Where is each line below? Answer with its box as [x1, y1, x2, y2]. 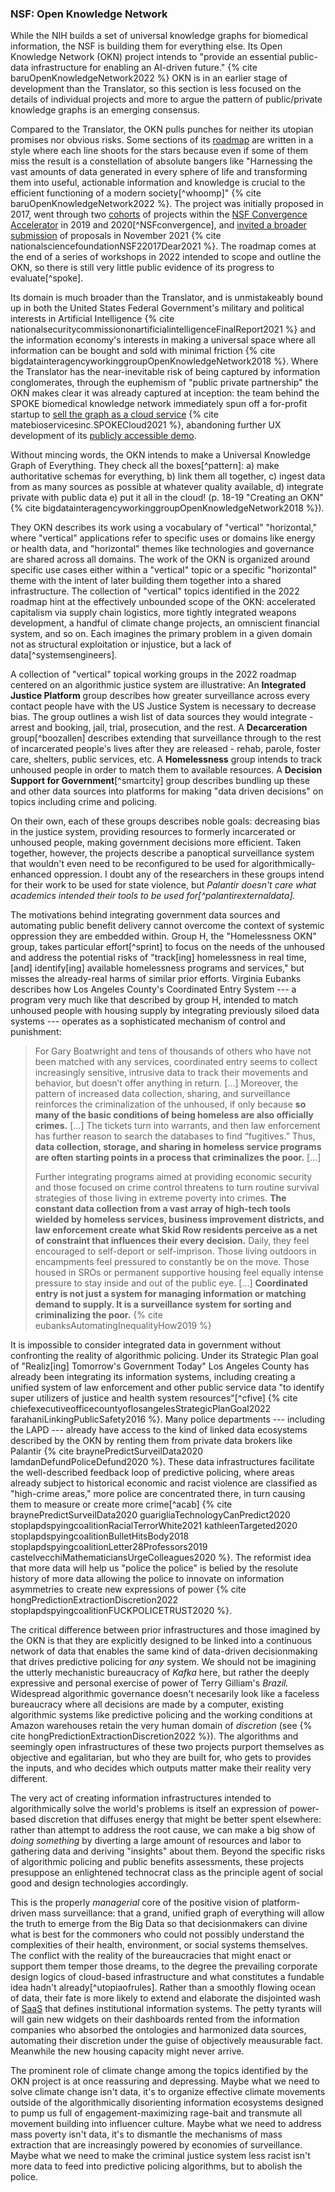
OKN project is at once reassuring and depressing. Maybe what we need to [10, 2075, 320, 2087]
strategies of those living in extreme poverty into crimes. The [34, 1192, 287, 1204]
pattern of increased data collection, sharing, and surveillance [34, 1088, 291, 1100]
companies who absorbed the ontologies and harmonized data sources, [10, 2024, 307, 2036]
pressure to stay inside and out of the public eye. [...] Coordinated [34, 1277, 308, 1289]
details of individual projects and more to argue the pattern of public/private [10, 93, 323, 106]
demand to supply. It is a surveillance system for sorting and [34, 1298, 292, 1311]
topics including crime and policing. [10, 796, 158, 808]
